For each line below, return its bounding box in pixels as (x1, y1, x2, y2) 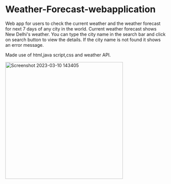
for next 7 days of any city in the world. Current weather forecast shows (5, 25, 157, 32)
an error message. (5, 42, 44, 48)
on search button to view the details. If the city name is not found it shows (5, 37, 161, 43)
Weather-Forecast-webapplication (5, 4, 156, 15)
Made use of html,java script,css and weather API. (5, 52, 111, 58)
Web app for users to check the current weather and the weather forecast (5, 20, 161, 26)
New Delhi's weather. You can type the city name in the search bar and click (5, 31, 166, 37)
